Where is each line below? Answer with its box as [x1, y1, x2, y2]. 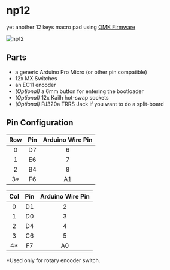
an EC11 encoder [14, 81, 56, 88]
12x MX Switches [14, 74, 57, 82]
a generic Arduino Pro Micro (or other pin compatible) [14, 68, 148, 76]
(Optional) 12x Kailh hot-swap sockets [14, 94, 109, 101]
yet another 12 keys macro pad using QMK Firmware [6, 23, 136, 31]
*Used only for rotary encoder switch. [6, 256, 101, 264]
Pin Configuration [6, 118, 74, 128]
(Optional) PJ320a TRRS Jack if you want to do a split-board [14, 100, 165, 107]
